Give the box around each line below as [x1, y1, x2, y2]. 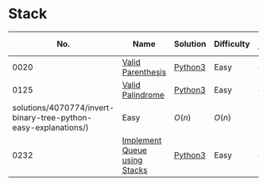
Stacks [122, 164, 149, 175]
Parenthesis [122, 66, 167, 78]
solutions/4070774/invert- [12, 102, 115, 113]
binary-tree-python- [12, 112, 93, 123]
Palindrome [122, 89, 165, 100]
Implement [122, 135, 162, 146]
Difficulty [214, 38, 250, 49]
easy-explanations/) [12, 122, 89, 133]
